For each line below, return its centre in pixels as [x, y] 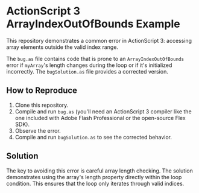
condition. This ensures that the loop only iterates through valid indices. [95, 183]
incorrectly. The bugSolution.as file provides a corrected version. [87, 71]
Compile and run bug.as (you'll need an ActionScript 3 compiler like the [103, 111]
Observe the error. [38, 130]
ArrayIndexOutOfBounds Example [93, 24]
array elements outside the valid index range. [62, 47]
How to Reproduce [42, 91]
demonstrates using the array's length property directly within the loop [94, 177]
